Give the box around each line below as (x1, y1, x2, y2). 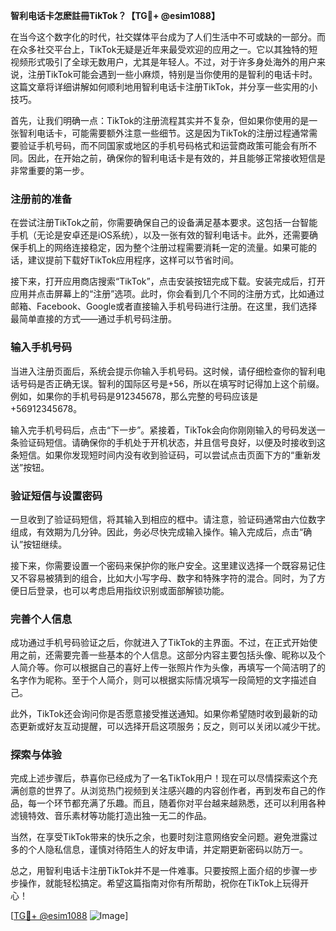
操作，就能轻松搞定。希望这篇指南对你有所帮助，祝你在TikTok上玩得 (18, 877, 301, 889)
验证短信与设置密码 (10, 489, 103, 503)
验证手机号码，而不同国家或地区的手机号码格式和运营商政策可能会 (18, 140, 291, 151)
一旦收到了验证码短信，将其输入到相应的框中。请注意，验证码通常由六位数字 (10, 513, 326, 525)
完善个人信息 (10, 612, 73, 626)
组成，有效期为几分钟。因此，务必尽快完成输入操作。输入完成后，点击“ (10, 525, 304, 538)
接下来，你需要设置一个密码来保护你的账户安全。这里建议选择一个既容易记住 (10, 559, 326, 571)
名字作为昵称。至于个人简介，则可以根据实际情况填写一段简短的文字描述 (10, 674, 308, 686)
